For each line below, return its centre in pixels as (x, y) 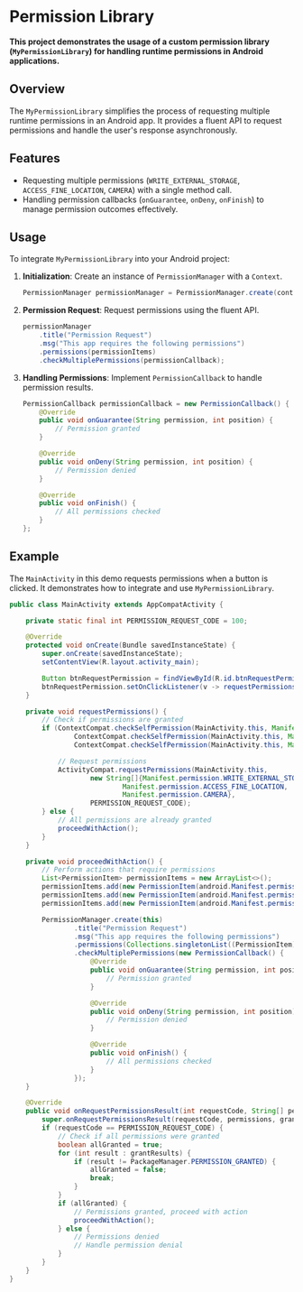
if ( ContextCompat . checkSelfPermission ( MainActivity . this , (155, 728)
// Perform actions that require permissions (129, 870)
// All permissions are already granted (134, 820)
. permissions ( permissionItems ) (98, 352)
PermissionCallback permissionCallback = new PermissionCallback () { (156, 403)
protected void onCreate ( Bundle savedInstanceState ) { (131, 646)
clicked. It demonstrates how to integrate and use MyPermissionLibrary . (142, 587)
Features (35, 158)
